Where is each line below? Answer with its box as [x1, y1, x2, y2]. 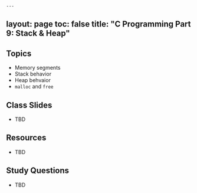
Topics [6, 48, 32, 58]
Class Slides [6, 100, 52, 110]
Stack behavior [14, 70, 52, 77]
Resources [6, 133, 47, 143]
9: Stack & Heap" [6, 28, 70, 38]
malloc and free [14, 83, 54, 90]
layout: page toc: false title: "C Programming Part [6, 19, 191, 30]
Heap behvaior [14, 77, 51, 84]
